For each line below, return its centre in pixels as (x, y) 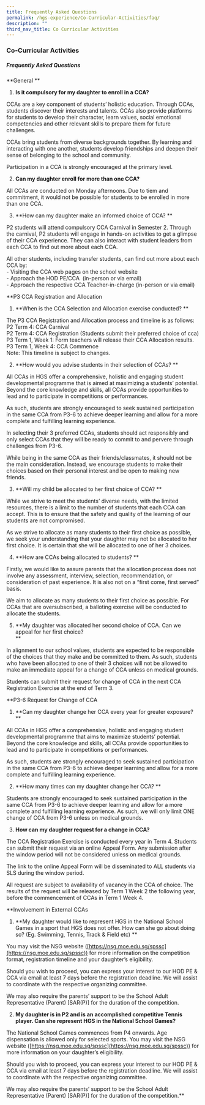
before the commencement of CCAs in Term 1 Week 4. (75, 898)
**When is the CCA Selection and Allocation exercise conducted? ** (102, 309)
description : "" (27, 23)
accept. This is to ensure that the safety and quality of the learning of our (99, 514)
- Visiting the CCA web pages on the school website (72, 272)
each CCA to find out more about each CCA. (62, 247)
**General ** (23, 81)
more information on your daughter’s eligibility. (65, 1052)
